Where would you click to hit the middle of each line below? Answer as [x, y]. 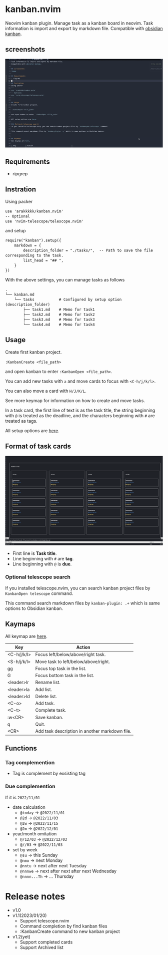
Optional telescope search [38, 577]
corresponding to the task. [34, 255]
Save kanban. [49, 717]
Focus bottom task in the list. [65, 676]
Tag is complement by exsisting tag [49, 773]
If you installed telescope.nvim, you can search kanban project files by [78, 588]
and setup [15, 230]
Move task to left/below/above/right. [72, 662]
